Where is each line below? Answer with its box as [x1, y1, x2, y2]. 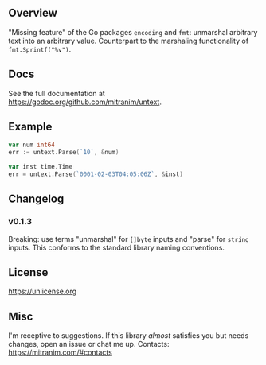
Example [8, 120, 53, 134]
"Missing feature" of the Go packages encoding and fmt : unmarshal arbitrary [8, 27, 258, 37]
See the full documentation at [8, 88, 105, 98]
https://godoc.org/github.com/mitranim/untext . [8, 97, 162, 107]
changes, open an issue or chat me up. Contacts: [8, 340, 170, 349]
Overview [8, 6, 58, 20]
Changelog [8, 192, 65, 206]
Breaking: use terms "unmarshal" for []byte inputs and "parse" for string [8, 234, 249, 243]
